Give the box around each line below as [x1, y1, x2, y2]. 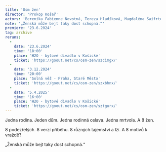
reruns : [5, 35, 21, 40]
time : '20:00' [14, 72, 43, 76]
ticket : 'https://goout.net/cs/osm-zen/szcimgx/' [14, 58, 119, 63]
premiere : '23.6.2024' [5, 26, 52, 31]
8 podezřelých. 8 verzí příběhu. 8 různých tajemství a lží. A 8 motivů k [5, 127, 148, 132]
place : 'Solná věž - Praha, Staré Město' [14, 76, 100, 81]
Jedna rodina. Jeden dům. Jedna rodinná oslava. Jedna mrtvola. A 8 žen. [5, 117, 155, 123]
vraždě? [5, 132, 22, 138]
